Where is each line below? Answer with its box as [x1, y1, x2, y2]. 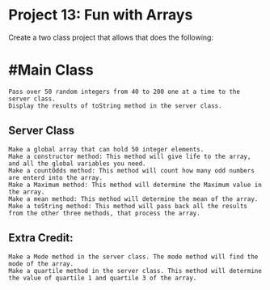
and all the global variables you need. [8, 160, 147, 168]
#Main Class [8, 61, 95, 79]
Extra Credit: [8, 231, 74, 245]
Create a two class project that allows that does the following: [8, 32, 214, 42]
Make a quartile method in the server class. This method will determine [8, 267, 263, 275]
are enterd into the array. [8, 173, 103, 181]
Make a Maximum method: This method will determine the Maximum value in [8, 181, 263, 189]
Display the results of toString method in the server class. [8, 101, 222, 110]
